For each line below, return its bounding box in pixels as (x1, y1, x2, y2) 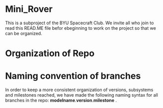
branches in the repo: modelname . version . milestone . (5, 98, 117, 104)
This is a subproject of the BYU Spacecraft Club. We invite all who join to (5, 20, 154, 26)
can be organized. (5, 30, 42, 36)
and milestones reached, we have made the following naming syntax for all (5, 92, 158, 98)
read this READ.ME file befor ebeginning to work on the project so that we (5, 25, 157, 31)
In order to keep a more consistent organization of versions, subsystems (5, 87, 154, 93)
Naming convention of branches (5, 70, 141, 82)
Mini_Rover (5, 3, 53, 15)
